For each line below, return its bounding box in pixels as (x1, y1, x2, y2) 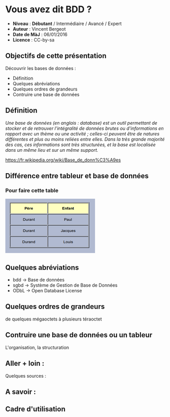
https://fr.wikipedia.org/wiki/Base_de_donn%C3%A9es (5, 157, 121, 163)
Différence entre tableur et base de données (5, 171, 149, 180)
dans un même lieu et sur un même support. (5, 147, 99, 153)
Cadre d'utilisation (5, 405, 65, 413)
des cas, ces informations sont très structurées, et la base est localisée (5, 142, 156, 148)
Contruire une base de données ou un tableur (5, 331, 153, 339)
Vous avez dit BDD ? (5, 4, 92, 15)
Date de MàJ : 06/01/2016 (12, 31, 68, 37)
